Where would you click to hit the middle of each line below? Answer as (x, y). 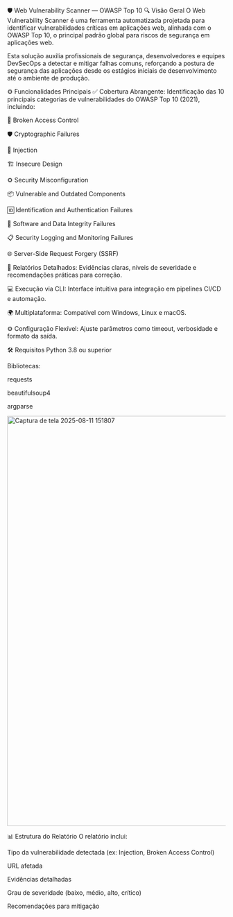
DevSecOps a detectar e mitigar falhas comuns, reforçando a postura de (111, 63)
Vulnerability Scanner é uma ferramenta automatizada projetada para (106, 20)
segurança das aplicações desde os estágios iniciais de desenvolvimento (112, 71)
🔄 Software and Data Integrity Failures (61, 224)
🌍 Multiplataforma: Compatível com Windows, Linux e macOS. (97, 312)
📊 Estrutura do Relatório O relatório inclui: (67, 836)
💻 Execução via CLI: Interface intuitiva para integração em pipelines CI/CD (114, 289)
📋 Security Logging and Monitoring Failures (70, 238)
